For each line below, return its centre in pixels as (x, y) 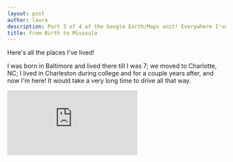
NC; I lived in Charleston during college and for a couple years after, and (110, 73)
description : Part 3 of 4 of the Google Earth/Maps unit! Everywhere (110, 26)
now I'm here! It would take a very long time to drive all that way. (99, 81)
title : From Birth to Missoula (52, 33)
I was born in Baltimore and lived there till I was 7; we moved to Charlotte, (112, 66)
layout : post (26, 13)
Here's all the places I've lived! (51, 53)
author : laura (28, 20)
